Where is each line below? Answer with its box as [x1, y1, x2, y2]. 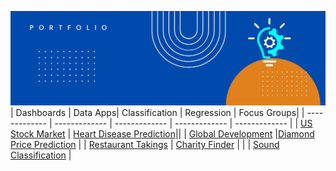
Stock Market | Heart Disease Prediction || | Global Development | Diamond [10, 128, 315, 140]
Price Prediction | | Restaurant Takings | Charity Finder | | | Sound [10, 139, 280, 151]
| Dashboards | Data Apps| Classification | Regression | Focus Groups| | [10, 107, 305, 119]
